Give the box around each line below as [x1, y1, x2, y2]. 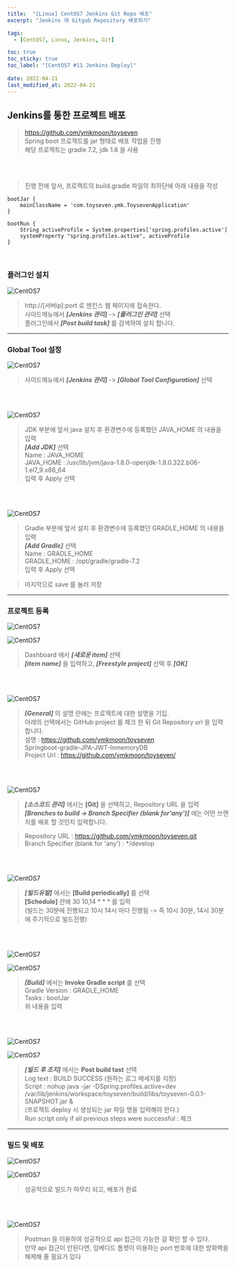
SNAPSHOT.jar [24, 1097, 68, 1106]
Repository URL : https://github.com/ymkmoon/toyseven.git [24, 832, 197, 840]
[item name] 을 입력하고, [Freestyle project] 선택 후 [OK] [24, 660, 188, 668]
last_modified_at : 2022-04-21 [7, 82, 96, 89]
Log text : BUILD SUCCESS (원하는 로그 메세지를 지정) [24, 1074, 177, 1083]
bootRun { [7, 220, 37, 227]
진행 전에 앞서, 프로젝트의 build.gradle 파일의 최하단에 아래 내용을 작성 [24, 182, 218, 190]
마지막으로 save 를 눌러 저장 [24, 580, 103, 588]
